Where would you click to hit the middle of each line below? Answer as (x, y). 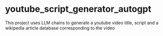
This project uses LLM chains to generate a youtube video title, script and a (82, 23)
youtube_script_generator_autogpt (78, 9)
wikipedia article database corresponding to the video (60, 28)
